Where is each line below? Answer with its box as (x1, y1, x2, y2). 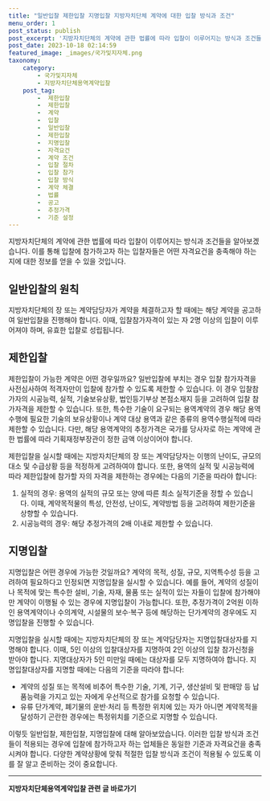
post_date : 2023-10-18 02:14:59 (8, 42, 117, 50)
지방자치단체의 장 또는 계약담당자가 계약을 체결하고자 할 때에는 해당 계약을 (8, 305, 240, 315)
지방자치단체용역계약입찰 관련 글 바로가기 (8, 783, 137, 793)
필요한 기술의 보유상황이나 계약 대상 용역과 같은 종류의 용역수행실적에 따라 (29, 414, 262, 423)
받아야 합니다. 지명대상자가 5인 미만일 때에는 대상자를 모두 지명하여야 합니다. (8, 654, 248, 664)
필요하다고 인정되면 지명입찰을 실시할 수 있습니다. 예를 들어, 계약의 (29, 577, 238, 586)
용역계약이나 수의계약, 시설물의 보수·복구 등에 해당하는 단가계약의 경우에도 (16, 607, 249, 617)
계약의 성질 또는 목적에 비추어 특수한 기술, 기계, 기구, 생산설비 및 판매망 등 (19, 681, 252, 691)
